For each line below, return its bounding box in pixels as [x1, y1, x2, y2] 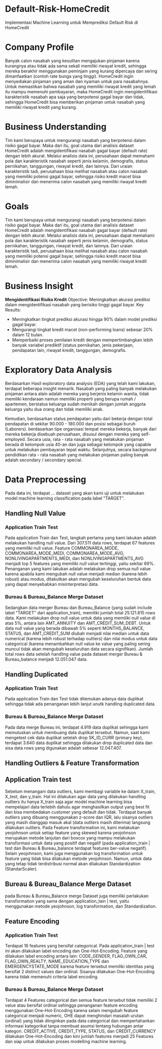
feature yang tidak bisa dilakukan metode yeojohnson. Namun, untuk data [5, 856, 152, 861]
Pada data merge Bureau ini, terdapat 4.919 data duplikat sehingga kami [5, 724, 148, 730]
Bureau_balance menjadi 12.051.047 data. [5, 656, 88, 662]
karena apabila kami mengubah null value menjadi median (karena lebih [5, 571, 147, 577]
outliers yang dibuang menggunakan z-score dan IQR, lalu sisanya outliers [5, 814, 153, 820]
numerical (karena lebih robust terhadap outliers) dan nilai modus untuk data [5, 635, 158, 641]
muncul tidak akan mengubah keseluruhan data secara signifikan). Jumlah [5, 646, 153, 652]
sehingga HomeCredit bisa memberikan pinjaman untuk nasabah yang [5, 99, 145, 105]
